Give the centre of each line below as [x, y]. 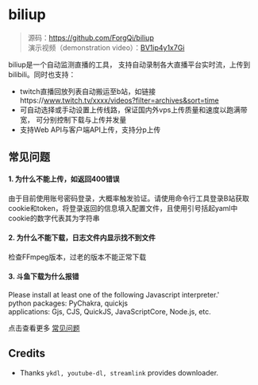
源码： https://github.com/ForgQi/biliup [91, 37]
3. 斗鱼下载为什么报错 [44, 277]
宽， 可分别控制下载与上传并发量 [73, 119]
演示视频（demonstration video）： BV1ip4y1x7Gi [106, 47]
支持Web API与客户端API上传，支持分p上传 [90, 130]
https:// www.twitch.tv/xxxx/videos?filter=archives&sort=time [119, 100]
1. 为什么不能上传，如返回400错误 [64, 179]
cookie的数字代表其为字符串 [54, 218]
